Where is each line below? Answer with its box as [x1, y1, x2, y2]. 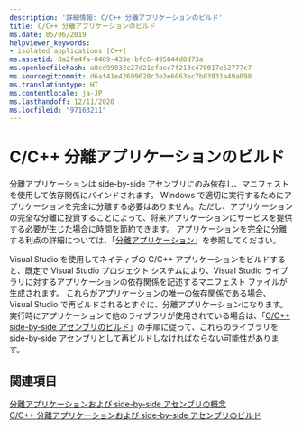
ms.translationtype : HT [9, 80, 99, 89]
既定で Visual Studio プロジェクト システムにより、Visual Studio [24, 265, 263, 276]
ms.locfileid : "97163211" [9, 105, 106, 114]
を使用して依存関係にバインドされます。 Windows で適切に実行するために [9, 190, 285, 201]
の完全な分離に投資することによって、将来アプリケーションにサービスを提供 [9, 213, 293, 224]
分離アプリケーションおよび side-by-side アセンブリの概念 [9, 398, 227, 409]
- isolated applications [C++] [9, 47, 127, 56]
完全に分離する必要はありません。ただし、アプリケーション [71, 201, 294, 212]
